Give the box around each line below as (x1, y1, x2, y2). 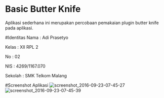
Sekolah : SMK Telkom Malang (5, 72, 67, 78)
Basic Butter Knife (5, 3, 81, 15)
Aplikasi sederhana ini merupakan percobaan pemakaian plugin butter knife (5, 20, 159, 26)
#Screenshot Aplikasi (5, 82, 48, 88)
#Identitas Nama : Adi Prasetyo (5, 34, 68, 40)
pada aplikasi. (5, 25, 34, 31)
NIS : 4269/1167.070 (5, 63, 46, 69)
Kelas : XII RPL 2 (5, 44, 39, 50)
